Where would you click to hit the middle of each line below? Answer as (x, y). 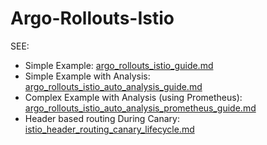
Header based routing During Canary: (102, 118)
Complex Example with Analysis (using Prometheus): (133, 97)
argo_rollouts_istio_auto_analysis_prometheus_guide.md (140, 108)
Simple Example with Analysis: (87, 76)
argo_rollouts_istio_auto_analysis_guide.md (113, 86)
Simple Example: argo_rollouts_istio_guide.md (119, 65)
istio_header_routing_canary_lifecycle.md (109, 129)
